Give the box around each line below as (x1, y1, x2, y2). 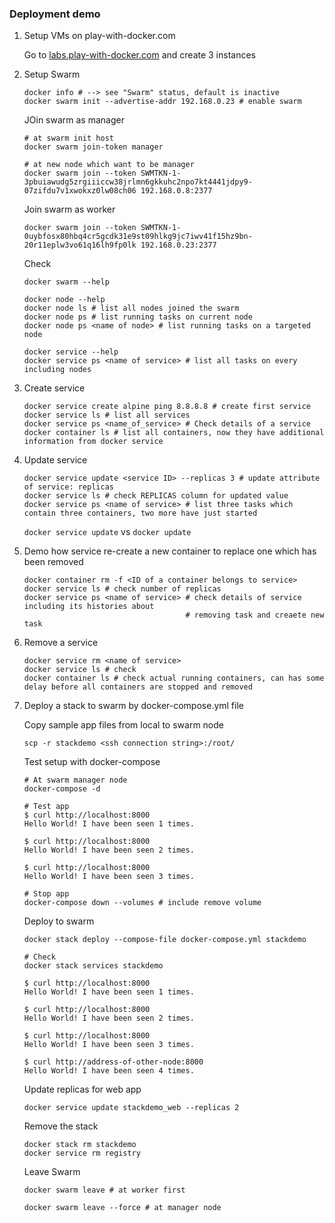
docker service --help (23, 347, 119, 357)
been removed (23, 556, 84, 568)
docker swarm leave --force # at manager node (23, 1203, 222, 1213)
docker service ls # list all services (23, 410, 191, 421)
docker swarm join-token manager (23, 142, 164, 152)
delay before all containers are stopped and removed (23, 682, 253, 692)
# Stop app (23, 889, 70, 899)
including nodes (23, 365, 92, 375)
